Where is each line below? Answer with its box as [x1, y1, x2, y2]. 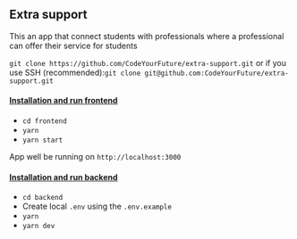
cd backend [21, 194, 64, 202]
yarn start [21, 136, 64, 145]
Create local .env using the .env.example [21, 201, 173, 212]
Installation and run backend [9, 171, 118, 182]
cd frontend [21, 117, 67, 126]
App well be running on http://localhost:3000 [9, 152, 182, 162]
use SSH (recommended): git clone [9, 67, 141, 78]
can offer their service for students [9, 40, 138, 51]
